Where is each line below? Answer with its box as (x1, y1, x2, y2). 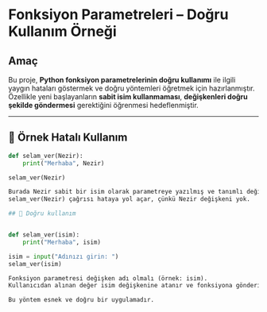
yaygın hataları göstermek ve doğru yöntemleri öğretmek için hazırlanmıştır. (8, 83, 256, 93)
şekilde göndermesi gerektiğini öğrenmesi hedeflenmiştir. (8, 101, 199, 110)
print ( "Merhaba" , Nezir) (22, 159, 105, 168)
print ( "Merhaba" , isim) (22, 238, 102, 246)
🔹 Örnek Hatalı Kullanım (8, 131, 128, 144)
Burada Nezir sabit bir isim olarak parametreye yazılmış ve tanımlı (8, 188, 244, 196)
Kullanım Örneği (8, 22, 117, 40)
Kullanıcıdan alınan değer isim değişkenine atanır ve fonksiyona (8, 282, 233, 290)
